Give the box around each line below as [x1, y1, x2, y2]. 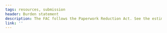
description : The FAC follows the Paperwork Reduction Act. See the [5, 16, 150, 21]
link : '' [5, 20, 23, 26]
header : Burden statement [5, 12, 59, 16]
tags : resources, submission [5, 7, 66, 12]
